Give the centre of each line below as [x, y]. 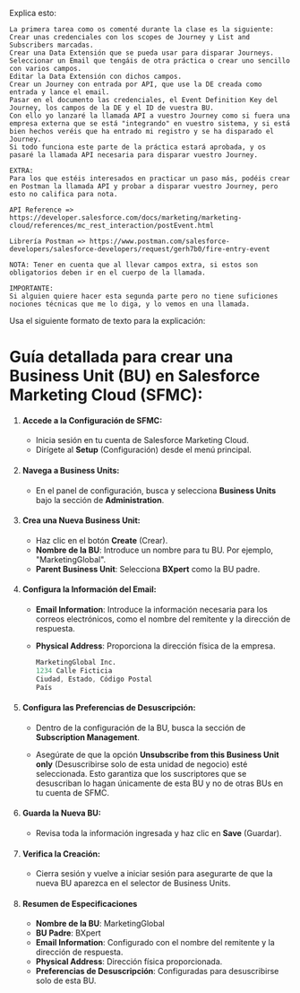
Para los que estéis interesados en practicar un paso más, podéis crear [150, 179]
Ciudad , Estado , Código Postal [94, 679]
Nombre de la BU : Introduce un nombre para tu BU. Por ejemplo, [154, 550]
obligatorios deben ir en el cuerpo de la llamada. [107, 273]
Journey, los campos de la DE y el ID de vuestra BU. [112, 108]
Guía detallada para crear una [121, 357]
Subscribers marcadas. [51, 45]
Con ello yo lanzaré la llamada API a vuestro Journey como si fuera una [150, 116]
